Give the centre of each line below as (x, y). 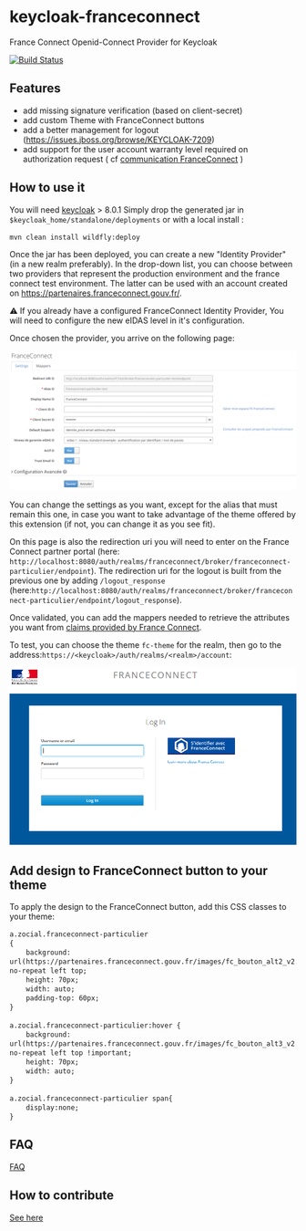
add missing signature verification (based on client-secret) (133, 110)
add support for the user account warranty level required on (135, 149)
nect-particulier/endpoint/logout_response (93, 600)
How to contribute (62, 1196)
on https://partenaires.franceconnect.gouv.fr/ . (96, 293)
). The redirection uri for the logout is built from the (186, 570)
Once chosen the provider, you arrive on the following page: (122, 338)
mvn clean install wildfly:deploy (75, 237)
